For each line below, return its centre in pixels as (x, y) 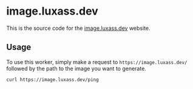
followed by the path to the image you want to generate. (76, 68)
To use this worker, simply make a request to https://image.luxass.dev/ (97, 62)
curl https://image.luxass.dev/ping (52, 80)
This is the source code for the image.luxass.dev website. (78, 28)
